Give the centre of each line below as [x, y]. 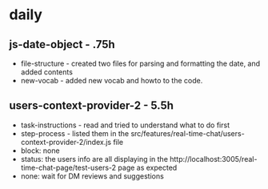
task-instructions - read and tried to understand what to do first [125, 125]
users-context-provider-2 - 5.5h [92, 106]
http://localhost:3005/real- [214, 159]
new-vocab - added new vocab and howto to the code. [112, 80]
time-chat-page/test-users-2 [68, 167]
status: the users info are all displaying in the [94, 159]
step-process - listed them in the [75, 133]
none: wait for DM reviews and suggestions [92, 176]
